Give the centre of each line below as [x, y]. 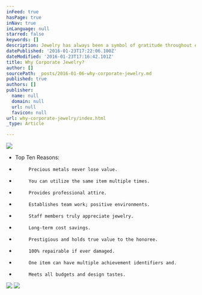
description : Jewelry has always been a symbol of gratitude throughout [99, 46]
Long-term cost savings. [60, 228]
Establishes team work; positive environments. [89, 205]
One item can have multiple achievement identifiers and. [103, 263]
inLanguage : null [28, 29]
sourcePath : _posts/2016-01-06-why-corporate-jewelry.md [79, 73]
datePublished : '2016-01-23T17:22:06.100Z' [62, 51]
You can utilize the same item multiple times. [89, 181]
